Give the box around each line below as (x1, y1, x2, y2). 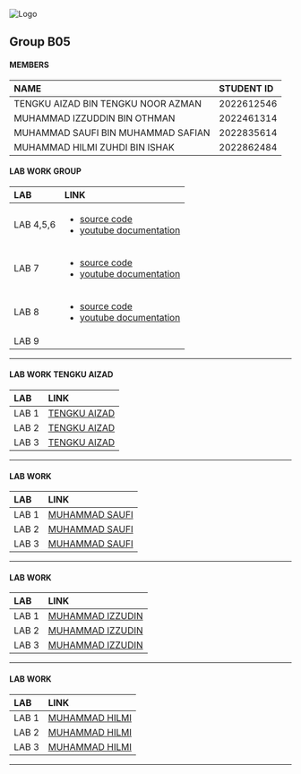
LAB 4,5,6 (13, 218, 56, 230)
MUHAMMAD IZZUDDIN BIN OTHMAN (13, 112, 176, 125)
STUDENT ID (219, 82, 274, 94)
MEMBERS (9, 59, 49, 70)
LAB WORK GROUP (9, 166, 82, 176)
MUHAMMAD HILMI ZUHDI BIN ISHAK (13, 141, 175, 153)
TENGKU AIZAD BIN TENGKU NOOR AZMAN (13, 97, 202, 109)
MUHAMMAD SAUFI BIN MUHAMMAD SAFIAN (13, 126, 211, 139)
